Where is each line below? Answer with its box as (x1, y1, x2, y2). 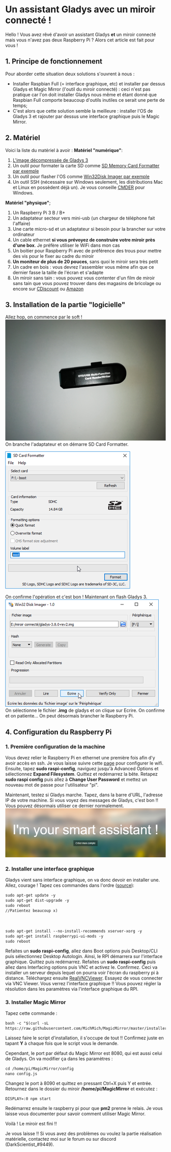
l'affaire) (12, 220, 31, 226)
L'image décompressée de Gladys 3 (12, 157, 88, 163)
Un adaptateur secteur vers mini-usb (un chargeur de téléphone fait (12, 215, 155, 221)
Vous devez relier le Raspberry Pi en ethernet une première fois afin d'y (5, 755, 155, 761)
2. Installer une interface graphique (5, 865, 95, 872)
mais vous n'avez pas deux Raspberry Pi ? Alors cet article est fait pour (5, 37, 155, 43)
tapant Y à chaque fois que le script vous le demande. (5, 1040, 119, 1047)
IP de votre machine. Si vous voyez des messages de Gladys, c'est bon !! (5, 797, 159, 803)
